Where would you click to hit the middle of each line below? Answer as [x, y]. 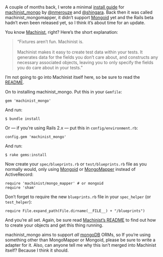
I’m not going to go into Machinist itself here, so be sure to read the [72, 77]
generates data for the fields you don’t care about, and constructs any [87, 57]
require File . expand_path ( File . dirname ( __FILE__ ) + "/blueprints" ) [75, 211]
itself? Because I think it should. [37, 250]
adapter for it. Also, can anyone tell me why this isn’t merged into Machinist [81, 245]
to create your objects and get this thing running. [54, 225]
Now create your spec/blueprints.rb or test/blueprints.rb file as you [76, 164]
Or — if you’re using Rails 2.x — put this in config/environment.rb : [71, 128]
